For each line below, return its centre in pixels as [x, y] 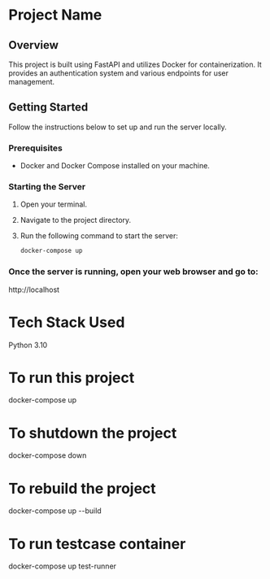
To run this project [72, 378]
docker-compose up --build [55, 511]
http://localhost [34, 289]
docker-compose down [48, 455]
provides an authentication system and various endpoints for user [119, 73]
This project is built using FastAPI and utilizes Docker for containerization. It [135, 64]
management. [32, 82]
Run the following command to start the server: [99, 236]
